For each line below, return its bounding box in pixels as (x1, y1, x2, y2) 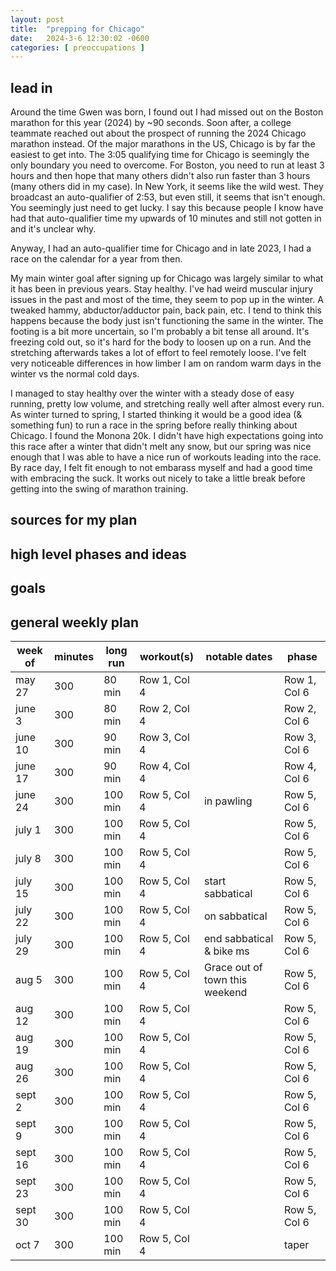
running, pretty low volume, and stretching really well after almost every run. (10, 398, 325, 410)
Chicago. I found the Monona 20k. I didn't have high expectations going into (10, 430, 324, 442)
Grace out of (203, 961, 263, 975)
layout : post (10, 14, 65, 25)
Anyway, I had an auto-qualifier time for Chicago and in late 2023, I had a (10, 242, 312, 255)
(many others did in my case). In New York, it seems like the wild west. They (10, 181, 324, 193)
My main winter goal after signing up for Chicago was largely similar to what (10, 272, 324, 285)
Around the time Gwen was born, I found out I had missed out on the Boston (10, 106, 324, 118)
